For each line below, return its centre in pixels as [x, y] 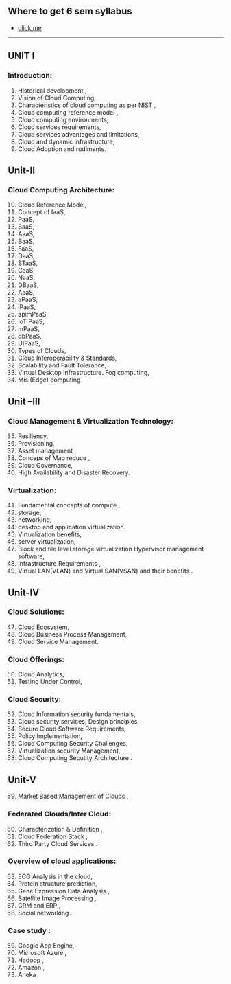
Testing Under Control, [50, 682]
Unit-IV [24, 592]
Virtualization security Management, [69, 751]
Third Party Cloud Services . [58, 843]
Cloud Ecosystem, [43, 627]
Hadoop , [31, 960]
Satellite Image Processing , [57, 898]
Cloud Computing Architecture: [61, 190]
